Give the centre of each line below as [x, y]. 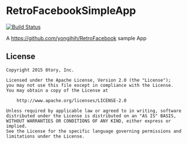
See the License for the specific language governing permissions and [94, 131]
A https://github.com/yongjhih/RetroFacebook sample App [77, 38]
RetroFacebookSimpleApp [71, 11]
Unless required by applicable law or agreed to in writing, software [94, 111]
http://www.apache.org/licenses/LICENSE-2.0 [72, 100]
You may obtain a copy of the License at [57, 90]
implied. [17, 126]
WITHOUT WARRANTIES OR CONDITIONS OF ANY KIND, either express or [89, 121]
